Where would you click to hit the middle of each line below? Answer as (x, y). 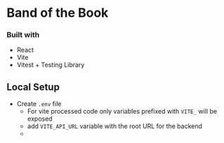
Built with (23, 35)
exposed (40, 119)
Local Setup (33, 87)
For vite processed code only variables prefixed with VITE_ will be (122, 111)
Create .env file (39, 104)
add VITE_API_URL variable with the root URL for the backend (115, 126)
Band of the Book (58, 13)
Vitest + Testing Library (51, 65)
